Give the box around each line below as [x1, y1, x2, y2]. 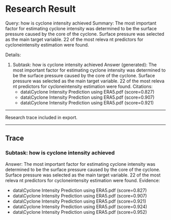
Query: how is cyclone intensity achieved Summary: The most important [5, 20, 157, 26]
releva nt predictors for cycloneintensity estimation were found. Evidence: [5, 177, 160, 183]
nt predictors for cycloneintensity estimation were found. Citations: [12, 83, 153, 90]
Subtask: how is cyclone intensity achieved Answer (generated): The [12, 61, 157, 68]
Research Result [5, 3, 76, 15]
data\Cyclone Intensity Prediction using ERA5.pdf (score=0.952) [12, 209, 148, 215]
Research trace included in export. [5, 114, 78, 120]
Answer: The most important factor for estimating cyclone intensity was [5, 161, 156, 167]
